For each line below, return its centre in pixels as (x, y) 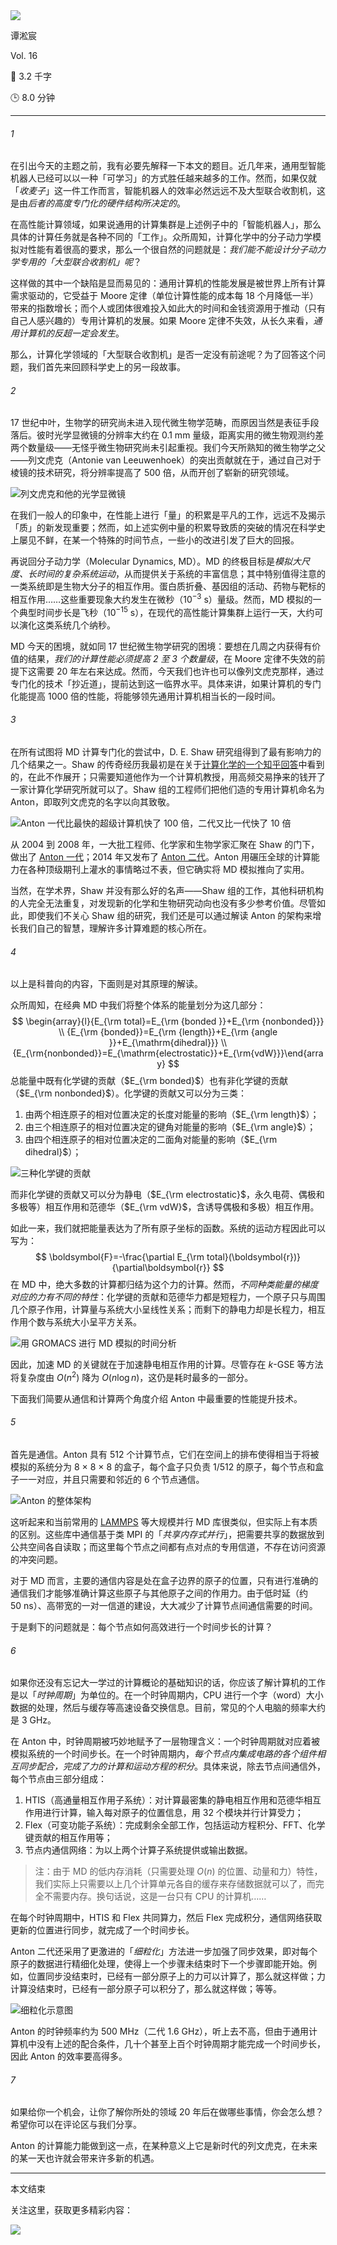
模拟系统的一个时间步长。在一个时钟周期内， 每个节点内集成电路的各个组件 (163, 1754)
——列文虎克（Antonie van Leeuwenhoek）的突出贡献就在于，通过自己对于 (166, 460)
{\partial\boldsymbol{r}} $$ (168, 1268)
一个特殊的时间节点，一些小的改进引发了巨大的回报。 (189, 540)
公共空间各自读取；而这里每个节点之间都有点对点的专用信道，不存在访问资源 (168, 1546)
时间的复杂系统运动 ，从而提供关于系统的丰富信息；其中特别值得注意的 (181, 574)
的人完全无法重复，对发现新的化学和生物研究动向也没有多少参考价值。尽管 (163, 903)
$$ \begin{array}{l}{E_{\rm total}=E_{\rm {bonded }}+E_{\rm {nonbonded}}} (168, 1021)
